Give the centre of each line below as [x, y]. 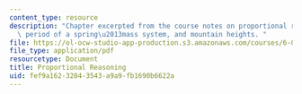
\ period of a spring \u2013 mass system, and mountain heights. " [142, 34]
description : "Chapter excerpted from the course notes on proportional [148, 26]
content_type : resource [54, 17]
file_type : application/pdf [62, 51]
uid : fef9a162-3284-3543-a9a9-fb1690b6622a [92, 76]
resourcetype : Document [54, 59]
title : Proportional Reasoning [68, 68]
